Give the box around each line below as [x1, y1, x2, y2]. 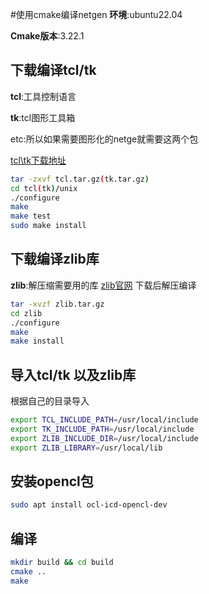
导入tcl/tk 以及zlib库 [10, 366, 137, 383]
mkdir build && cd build [10, 558, 114, 568]
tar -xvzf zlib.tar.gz [10, 299, 105, 309]
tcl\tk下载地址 [10, 154, 67, 166]
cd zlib [10, 308, 43, 318]
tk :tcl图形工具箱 [10, 111, 76, 123]
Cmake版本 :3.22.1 [10, 30, 85, 42]
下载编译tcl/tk [10, 62, 97, 79]
